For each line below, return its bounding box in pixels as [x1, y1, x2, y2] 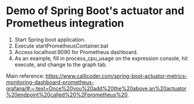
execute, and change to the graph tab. [14, 61, 107, 68]
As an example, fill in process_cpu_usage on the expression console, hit [14, 55, 188, 62]
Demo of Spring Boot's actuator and [6, 4, 185, 18]
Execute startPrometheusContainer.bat [14, 42, 108, 49]
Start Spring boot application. [14, 36, 86, 43]
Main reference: [6, 72, 45, 79]
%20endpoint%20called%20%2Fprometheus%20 [6, 91, 128, 98]
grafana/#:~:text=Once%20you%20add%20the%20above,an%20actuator [6, 85, 187, 92]
